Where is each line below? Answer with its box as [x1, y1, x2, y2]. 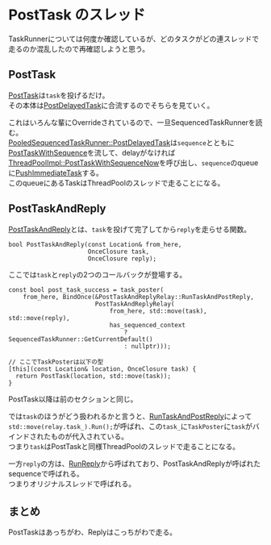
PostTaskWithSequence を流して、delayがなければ [8, 148, 176, 157]
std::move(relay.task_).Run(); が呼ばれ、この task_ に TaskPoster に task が [8, 421, 252, 431]
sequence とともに [177, 137, 236, 148]
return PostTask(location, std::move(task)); [15, 372, 172, 380]
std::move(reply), [8, 314, 70, 322]
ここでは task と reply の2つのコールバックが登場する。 [8, 269, 187, 279]
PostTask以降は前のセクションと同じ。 [8, 394, 138, 404]
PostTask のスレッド [8, 6, 146, 24]
